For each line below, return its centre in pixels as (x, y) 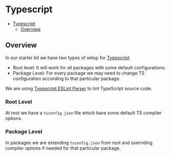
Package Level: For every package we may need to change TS (79, 73)
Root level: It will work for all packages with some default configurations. (89, 67)
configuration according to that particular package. (67, 79)
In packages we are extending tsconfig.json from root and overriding (79, 143)
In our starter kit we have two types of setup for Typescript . (68, 57)
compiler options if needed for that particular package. (63, 148)
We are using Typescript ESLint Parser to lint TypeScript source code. (79, 88)
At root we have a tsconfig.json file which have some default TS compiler (84, 113)
